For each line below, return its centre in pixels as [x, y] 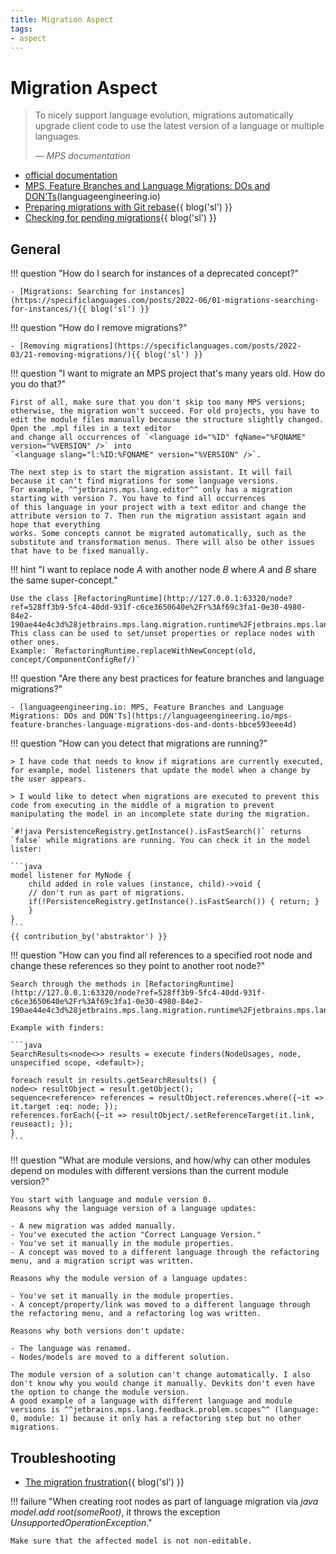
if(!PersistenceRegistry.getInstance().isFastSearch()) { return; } [174, 902]
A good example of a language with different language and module [151, 1401]
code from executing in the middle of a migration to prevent [142, 806]
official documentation [71, 175]
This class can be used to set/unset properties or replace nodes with [162, 634]
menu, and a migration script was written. [102, 1261]
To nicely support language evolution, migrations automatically [164, 115]
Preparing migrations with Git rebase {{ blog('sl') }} [128, 207]
